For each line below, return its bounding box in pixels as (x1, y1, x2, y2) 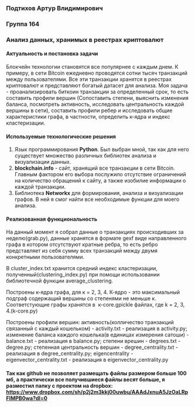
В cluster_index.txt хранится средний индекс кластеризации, (6, 265, 158, 272)
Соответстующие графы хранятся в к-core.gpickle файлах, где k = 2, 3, (6, 301, 185, 308)
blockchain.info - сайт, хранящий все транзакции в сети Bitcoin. (14, 164, 176, 171)
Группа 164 (6, 19, 40, 28)
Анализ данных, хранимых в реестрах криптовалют (6, 35, 164, 43)
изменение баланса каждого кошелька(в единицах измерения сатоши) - (6, 331, 189, 338)
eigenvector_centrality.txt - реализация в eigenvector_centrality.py (6, 356, 169, 364)
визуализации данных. (14, 159, 71, 166)
